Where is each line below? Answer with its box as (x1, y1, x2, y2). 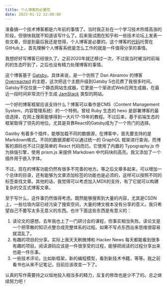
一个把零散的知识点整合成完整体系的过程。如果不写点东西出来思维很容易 (12, 224, 161, 230)
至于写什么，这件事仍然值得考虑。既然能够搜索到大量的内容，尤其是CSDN (5, 195, 157, 201)
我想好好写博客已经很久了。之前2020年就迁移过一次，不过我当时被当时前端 (5, 55, 160, 61)
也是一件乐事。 (12, 249, 43, 255)
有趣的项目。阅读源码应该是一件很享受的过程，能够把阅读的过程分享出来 (12, 243, 161, 249)
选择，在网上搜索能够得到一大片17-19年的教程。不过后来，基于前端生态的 (9, 114, 160, 120)
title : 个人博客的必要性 (5, 7, 51, 12)
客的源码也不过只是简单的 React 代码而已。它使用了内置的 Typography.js (5, 143, 154, 149)
